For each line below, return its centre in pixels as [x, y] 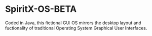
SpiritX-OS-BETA [41, 9]
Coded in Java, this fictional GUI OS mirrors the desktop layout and [73, 23]
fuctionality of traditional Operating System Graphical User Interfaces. [76, 28]
